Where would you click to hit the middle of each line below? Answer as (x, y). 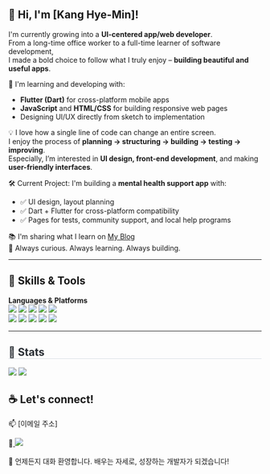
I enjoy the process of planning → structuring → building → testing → (125, 141)
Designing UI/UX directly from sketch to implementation (112, 117)
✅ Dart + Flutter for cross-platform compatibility (99, 211)
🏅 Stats (27, 352)
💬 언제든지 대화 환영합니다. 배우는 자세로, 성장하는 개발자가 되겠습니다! (119, 462)
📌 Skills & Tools (47, 281)
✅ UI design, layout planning (67, 201)
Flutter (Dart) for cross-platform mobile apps (95, 99)
